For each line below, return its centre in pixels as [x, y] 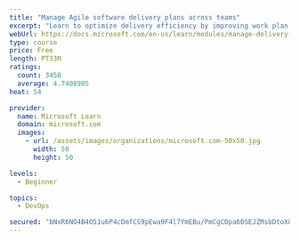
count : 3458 [40, 76]
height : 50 [53, 157]
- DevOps [33, 206]
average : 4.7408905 [53, 84]
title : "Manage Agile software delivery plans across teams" [125, 17]
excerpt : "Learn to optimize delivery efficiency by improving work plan [149, 26]
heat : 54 [25, 92]
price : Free [31, 51]
